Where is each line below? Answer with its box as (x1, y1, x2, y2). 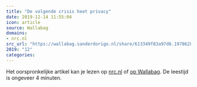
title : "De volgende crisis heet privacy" (6, 8, 111, 15)
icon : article (6, 19, 41, 25)
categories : (6, 52, 35, 58)
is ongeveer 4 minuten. (6, 74, 62, 81)
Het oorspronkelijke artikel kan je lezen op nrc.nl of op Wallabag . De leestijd (6, 68, 189, 75)
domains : (6, 30, 28, 36)
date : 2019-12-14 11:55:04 (6, 14, 72, 20)
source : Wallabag (6, 25, 49, 31)
